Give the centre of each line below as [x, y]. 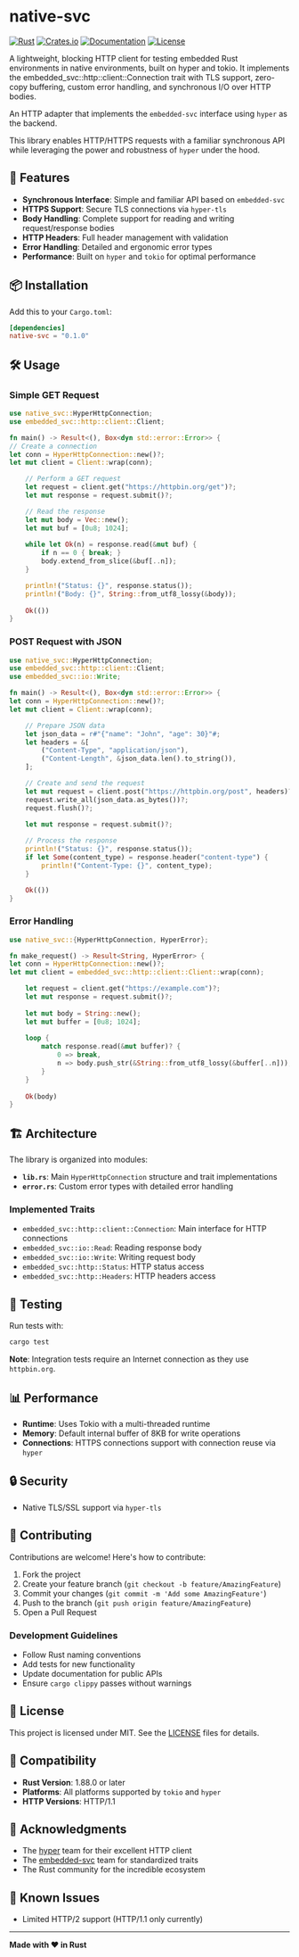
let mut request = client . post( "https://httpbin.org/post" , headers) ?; [161, 792]
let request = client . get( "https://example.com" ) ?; [123, 989]
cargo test [29, 1342]
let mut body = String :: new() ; [83, 1013]
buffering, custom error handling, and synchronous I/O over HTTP [150, 87]
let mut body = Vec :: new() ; [77, 519]
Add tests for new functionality [78, 1664]
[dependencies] [37, 328]
